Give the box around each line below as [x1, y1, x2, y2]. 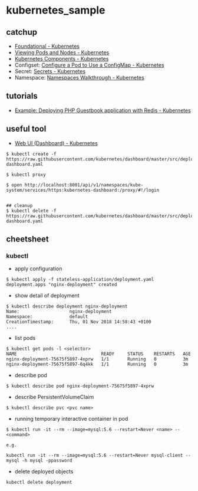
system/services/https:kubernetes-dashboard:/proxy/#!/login [6, 187, 160, 193]
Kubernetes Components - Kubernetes [14, 55, 109, 62]
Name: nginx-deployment [6, 309, 112, 315]
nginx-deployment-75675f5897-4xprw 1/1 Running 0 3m [6, 356, 189, 362]
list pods [14, 335, 36, 342]
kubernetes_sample [6, 4, 105, 17]
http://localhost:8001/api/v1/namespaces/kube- [24, 182, 144, 188]
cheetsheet [6, 234, 49, 244]
